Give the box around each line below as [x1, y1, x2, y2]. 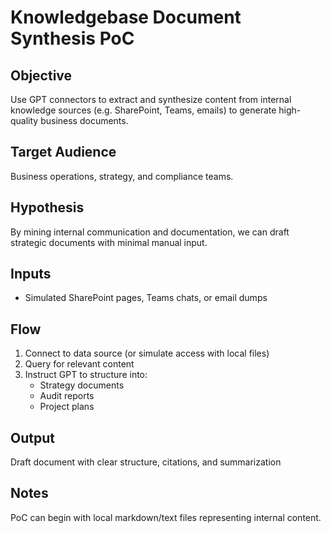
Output [10, 429, 55, 446]
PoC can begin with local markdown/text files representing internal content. [10, 511, 322, 523]
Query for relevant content [24, 358, 135, 370]
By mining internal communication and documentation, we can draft [10, 226, 290, 238]
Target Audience [10, 144, 117, 161]
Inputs [10, 266, 52, 283]
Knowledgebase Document [10, 6, 242, 29]
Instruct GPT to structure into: [24, 369, 148, 381]
